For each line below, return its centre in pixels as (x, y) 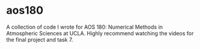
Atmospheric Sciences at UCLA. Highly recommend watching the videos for (100, 33)
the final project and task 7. (40, 39)
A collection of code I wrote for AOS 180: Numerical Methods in (85, 27)
